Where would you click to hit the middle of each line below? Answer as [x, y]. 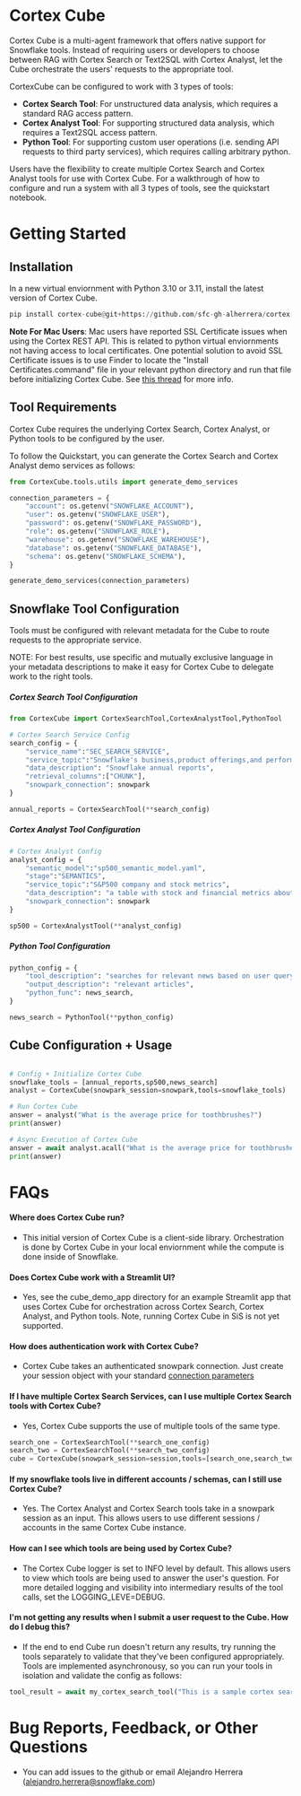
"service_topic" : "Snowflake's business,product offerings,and [144, 760]
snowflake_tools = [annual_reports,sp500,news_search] [114, 1082]
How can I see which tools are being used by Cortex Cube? [121, 1548]
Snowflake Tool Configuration [95, 609]
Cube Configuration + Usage [91, 1046]
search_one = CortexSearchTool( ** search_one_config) [110, 1442]
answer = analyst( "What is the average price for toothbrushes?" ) [136, 1115]
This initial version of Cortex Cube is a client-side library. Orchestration [153, 1237]
